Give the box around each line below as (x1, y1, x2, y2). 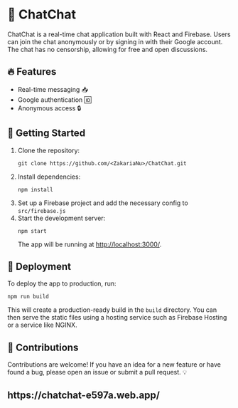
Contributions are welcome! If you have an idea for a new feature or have (7, 360, 222, 369)
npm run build (7, 293, 50, 300)
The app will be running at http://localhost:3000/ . (17, 240, 162, 249)
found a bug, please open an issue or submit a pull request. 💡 (7, 368, 188, 377)
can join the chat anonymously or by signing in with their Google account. (7, 37, 223, 46)
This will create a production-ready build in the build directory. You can (7, 305, 217, 314)
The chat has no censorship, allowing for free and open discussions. (7, 45, 208, 53)
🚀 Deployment (7, 260, 71, 273)
